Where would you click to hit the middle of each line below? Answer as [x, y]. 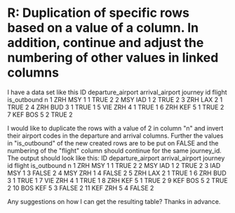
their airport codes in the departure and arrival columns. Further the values [115, 136]
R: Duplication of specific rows [99, 13]
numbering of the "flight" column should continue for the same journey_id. [115, 150]
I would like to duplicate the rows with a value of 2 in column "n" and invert [115, 128]
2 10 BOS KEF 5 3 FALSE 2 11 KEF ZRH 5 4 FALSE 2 [81, 188]
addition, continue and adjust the [106, 43]
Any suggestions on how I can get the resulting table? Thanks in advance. [114, 201]
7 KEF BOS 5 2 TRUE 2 [40, 115]
